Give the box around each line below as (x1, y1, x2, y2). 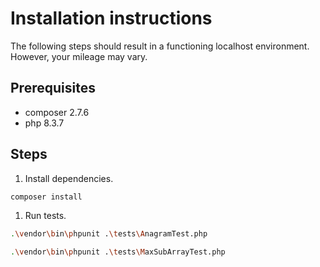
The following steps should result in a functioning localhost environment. (10, 40, 310, 52)
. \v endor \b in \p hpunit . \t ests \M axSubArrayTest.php (10, 247, 226, 257)
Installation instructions (10, 7, 213, 30)
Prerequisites (10, 80, 96, 97)
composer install (10, 192, 83, 202)
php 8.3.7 (24, 117, 65, 129)
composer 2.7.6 (24, 106, 90, 118)
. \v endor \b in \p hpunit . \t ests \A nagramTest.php (10, 229, 208, 239)
